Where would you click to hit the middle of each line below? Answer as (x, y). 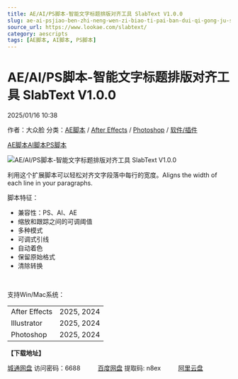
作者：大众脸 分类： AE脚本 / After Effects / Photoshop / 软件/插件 (102, 130)
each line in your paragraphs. (50, 183)
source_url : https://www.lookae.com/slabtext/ (77, 27)
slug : (15, 21)
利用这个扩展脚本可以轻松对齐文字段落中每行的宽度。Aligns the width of (112, 175)
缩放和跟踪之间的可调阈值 (55, 222)
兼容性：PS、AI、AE (47, 213)
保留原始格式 (36, 257)
